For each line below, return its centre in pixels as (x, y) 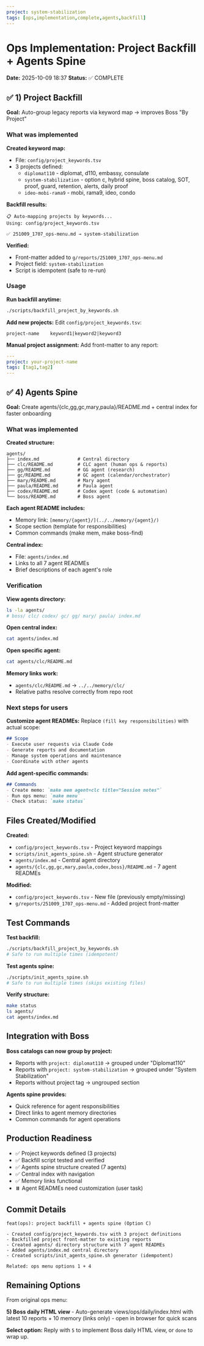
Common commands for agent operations (68, 1119)
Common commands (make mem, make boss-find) (79, 533)
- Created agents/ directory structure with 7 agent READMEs (86, 1245)
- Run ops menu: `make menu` (43, 796)
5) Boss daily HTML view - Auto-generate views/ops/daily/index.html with (100, 1312)
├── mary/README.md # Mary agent (59, 481)
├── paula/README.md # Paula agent (60, 486)
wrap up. (17, 1337)
